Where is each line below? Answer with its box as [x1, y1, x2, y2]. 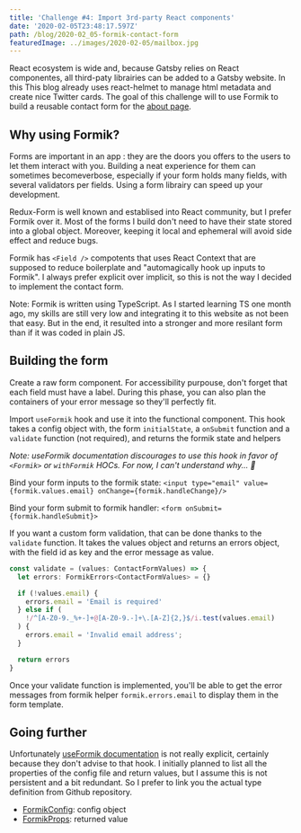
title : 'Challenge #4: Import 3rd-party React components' [9, 13, 235, 22]
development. [9, 190, 60, 200]
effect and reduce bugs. [9, 235, 99, 246]
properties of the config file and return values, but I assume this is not [9, 767, 268, 778]
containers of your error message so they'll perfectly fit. [9, 396, 217, 407]
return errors [17, 655, 70, 664]
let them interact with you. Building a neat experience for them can [9, 161, 256, 172]
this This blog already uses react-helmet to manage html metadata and [9, 82, 271, 93]
